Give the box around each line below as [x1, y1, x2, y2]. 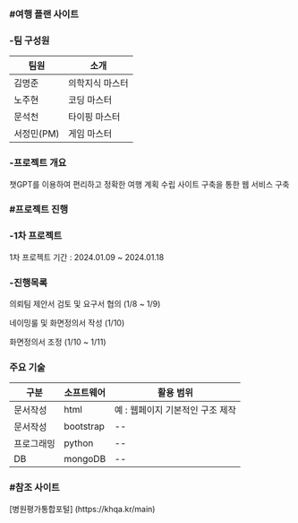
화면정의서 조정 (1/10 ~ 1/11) [9, 336, 106, 347]
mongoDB [64, 453, 106, 466]
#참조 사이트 [9, 482, 60, 494]
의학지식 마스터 [68, 77, 129, 90]
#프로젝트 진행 [9, 204, 69, 216]
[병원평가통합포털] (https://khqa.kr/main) [9, 503, 156, 514]
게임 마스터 [68, 127, 113, 140]
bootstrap [64, 420, 106, 432]
